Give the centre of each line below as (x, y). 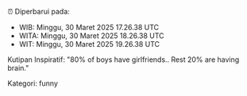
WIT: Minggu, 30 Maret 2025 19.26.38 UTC (89, 44)
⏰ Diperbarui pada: (39, 12)
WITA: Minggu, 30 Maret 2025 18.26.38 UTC (91, 36)
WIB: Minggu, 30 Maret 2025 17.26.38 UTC (89, 27)
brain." (18, 68)
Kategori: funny (33, 83)
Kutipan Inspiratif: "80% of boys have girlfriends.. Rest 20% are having (123, 60)
